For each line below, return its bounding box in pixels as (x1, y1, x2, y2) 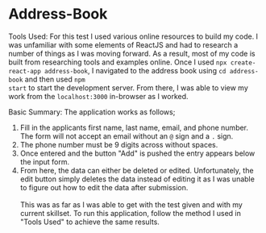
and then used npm (24, 74, 86, 84)
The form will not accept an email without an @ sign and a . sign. (19, 131, 234, 141)
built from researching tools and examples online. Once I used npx (8, 57, 227, 67)
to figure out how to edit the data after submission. (19, 182, 189, 192)
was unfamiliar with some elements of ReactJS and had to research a (8, 40, 239, 49)
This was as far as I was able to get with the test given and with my (19, 199, 243, 210)
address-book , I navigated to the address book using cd (44, 65, 227, 75)
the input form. (19, 156, 70, 166)
